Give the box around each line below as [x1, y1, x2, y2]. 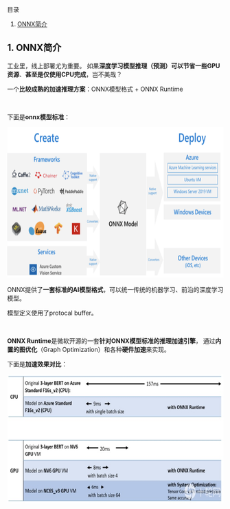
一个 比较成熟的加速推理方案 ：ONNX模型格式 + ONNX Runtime [7, 85, 183, 93]
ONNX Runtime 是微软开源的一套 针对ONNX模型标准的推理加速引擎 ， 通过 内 [7, 336, 222, 345]
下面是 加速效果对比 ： [7, 360, 67, 368]
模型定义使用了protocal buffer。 [7, 309, 97, 317]
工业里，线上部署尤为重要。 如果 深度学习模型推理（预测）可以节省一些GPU [7, 61, 220, 70]
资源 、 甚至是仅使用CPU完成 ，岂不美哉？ [7, 70, 122, 79]
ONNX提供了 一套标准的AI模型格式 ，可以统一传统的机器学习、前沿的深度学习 [7, 285, 224, 293]
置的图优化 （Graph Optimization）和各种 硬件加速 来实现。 [7, 345, 170, 353]
